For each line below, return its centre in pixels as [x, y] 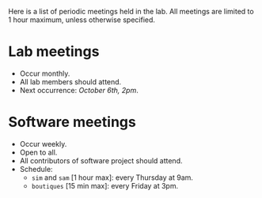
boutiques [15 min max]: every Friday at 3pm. [105, 185]
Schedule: [36, 169]
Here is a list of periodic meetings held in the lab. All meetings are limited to [131, 11]
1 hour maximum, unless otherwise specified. [82, 20]
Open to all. [38, 152]
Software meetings [72, 122]
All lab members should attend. [70, 81]
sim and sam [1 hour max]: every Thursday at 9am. [112, 177]
